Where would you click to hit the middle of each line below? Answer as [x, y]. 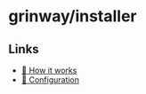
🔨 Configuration [50, 80]
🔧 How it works [49, 70]
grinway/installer [73, 16]
